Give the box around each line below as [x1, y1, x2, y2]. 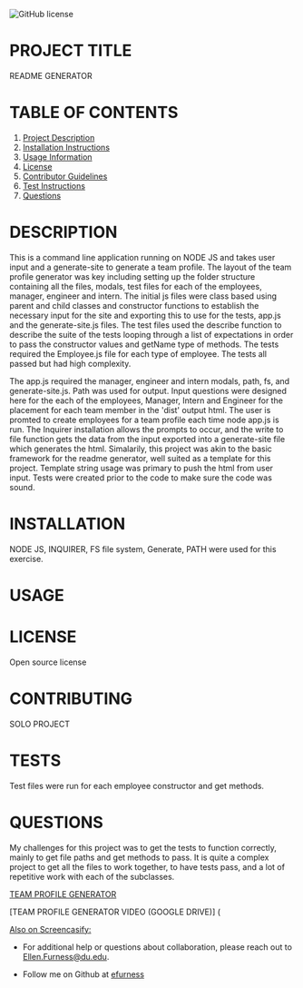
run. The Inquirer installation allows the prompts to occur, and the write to [9, 423, 284, 435]
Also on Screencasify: [9, 924, 92, 934]
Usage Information [22, 151, 93, 163]
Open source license [9, 657, 87, 667]
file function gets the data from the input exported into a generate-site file [9, 433, 286, 444]
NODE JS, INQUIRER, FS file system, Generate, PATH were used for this [9, 543, 277, 554]
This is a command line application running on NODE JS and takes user [9, 252, 276, 262]
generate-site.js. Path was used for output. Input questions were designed [9, 385, 288, 396]
